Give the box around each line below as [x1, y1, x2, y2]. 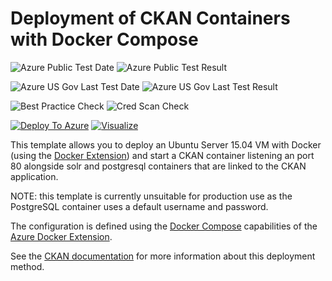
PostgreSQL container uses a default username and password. [10, 200, 269, 212]
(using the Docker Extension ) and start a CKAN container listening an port [10, 149, 315, 161]
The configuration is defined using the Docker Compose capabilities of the [10, 220, 318, 232]
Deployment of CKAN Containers [10, 7, 291, 30]
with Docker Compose [10, 28, 199, 51]
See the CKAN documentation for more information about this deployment [10, 250, 316, 262]
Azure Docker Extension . [10, 230, 113, 242]
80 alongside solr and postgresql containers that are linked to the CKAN [10, 160, 307, 172]
